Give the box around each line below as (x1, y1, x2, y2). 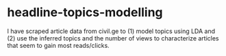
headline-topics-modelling (7, 5, 163, 20)
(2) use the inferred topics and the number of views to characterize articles (7, 34, 219, 42)
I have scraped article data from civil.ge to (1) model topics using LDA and (7, 27, 216, 35)
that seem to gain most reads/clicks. (7, 41, 110, 49)
